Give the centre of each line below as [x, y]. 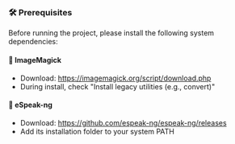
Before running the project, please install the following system [111, 33]
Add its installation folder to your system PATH [97, 131]
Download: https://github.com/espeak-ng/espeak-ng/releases [124, 122]
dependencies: [33, 42]
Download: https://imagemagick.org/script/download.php [115, 78]
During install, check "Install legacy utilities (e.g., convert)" [117, 86]
